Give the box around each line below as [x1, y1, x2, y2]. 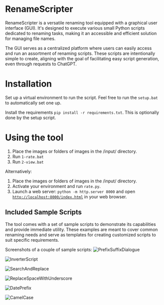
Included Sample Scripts [5, 208, 82, 217]
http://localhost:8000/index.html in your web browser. [12, 194, 127, 200]
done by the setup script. [5, 115, 56, 121]
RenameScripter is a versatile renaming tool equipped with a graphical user [5, 20, 158, 26]
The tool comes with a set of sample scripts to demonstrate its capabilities [5, 221, 156, 227]
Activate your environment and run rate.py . [12, 183, 101, 189]
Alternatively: [5, 168, 32, 174]
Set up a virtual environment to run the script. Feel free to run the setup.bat [5, 94, 159, 100]
